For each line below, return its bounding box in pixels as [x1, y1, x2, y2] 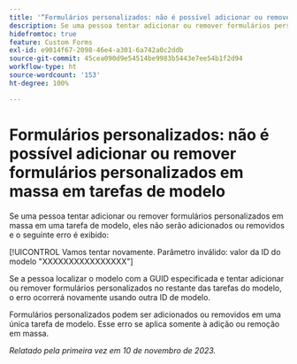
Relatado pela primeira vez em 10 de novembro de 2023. [9, 345, 217, 355]
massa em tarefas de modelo [9, 181, 225, 201]
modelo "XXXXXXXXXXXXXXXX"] [9, 256, 134, 267]
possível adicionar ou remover [9, 143, 237, 164]
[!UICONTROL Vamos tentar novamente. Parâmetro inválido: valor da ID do [9, 246, 281, 257]
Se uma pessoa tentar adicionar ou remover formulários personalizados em [9, 210, 284, 221]
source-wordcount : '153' [9, 71, 101, 80]
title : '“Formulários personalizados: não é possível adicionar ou [9, 12, 263, 22]
